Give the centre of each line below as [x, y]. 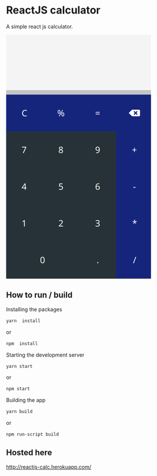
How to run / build [39, 295]
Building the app [26, 400]
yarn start [19, 366]
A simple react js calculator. [40, 26]
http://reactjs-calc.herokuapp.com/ [49, 467]
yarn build [19, 412]
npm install [22, 343]
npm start [18, 389]
